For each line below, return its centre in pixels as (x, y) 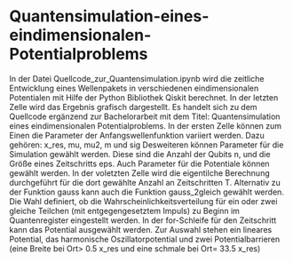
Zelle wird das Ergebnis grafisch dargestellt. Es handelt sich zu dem (133, 107)
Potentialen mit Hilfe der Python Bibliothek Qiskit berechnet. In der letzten (144, 97)
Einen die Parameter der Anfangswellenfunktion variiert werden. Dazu (137, 135)
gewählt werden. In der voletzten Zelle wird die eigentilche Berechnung (139, 173)
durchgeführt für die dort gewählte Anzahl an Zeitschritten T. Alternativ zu (145, 182)
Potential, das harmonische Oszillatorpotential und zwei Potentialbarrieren (145, 239)
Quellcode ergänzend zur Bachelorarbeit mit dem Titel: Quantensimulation (145, 116)
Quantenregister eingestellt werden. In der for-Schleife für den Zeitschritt (143, 220)
